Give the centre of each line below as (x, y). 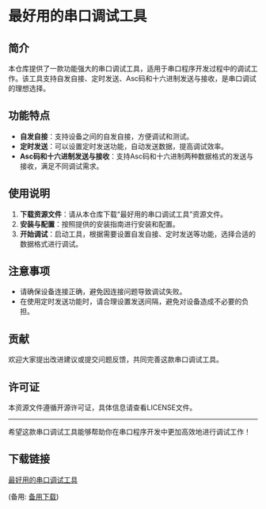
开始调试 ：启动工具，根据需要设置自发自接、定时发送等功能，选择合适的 (137, 234)
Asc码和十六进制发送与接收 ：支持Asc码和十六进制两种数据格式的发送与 (137, 156)
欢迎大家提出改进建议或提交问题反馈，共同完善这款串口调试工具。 (116, 360)
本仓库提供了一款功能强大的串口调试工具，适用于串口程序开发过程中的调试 (129, 69)
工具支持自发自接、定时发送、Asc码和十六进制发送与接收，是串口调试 (143, 78)
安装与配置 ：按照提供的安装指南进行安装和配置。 (99, 224)
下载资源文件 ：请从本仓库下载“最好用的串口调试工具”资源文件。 (123, 214)
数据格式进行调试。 (51, 243)
